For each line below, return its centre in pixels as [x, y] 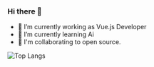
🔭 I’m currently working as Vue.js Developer [82, 27]
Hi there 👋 [25, 11]
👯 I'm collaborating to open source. [69, 42]
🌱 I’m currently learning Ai [56, 34]
